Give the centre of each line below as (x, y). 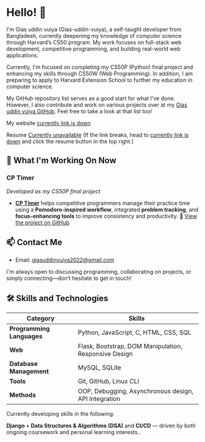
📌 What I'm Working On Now (61, 161)
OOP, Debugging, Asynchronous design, (136, 391)
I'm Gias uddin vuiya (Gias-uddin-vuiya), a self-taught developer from (94, 29)
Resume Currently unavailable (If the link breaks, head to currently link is (98, 135)
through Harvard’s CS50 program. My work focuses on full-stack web (94, 42)
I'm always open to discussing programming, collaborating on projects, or (99, 272)
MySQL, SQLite (99, 368)
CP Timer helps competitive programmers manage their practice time (103, 203)
